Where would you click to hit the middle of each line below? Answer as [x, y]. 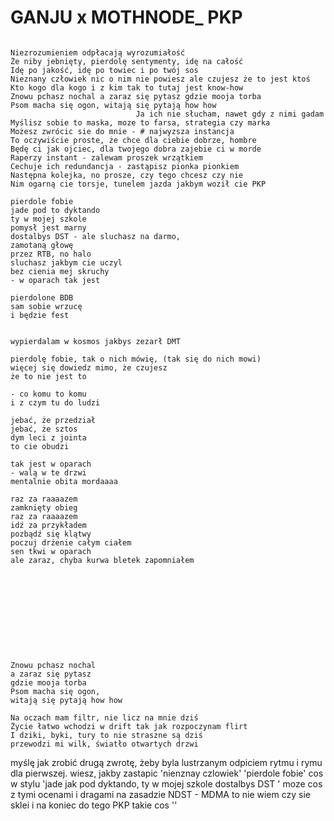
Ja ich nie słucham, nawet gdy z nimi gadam [230, 114]
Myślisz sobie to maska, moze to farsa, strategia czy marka [140, 122]
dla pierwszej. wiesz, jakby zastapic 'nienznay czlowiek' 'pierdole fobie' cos [167, 773]
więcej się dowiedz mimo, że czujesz [89, 367]
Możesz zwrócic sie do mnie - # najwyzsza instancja [122, 131]
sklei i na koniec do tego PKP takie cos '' [94, 805]
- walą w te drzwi [48, 472]
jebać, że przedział [53, 420]
